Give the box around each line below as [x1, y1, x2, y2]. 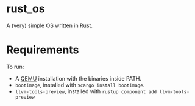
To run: [6, 63, 24, 70]
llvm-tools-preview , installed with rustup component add [15, 87, 157, 95]
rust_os [6, 2, 45, 16]
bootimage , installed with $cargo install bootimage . [15, 81, 145, 88]
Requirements [6, 43, 79, 57]
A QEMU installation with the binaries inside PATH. [15, 75, 142, 82]
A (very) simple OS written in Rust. [6, 22, 93, 29]
